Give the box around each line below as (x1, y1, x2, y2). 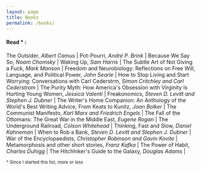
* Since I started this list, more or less (6, 159, 83, 165)
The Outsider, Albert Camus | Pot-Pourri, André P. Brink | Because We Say (6, 52, 190, 59)
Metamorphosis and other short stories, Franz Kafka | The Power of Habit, (6, 141, 190, 148)
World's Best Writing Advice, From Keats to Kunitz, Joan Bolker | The (6, 103, 177, 110)
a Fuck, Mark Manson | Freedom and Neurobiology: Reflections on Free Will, (6, 64, 196, 72)
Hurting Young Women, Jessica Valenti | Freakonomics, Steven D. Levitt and (6, 90, 195, 97)
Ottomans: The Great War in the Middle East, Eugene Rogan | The (6, 115, 169, 123)
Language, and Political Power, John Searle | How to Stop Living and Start (6, 71, 189, 78)
